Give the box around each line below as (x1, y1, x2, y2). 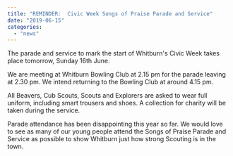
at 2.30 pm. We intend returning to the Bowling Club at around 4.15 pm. (7, 78, 214, 86)
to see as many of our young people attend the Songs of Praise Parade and (7, 127, 227, 136)
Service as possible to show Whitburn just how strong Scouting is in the (7, 135, 217, 143)
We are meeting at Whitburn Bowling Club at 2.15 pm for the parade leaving (7, 70, 226, 79)
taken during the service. (7, 106, 80, 115)
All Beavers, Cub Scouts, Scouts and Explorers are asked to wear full (7, 91, 208, 100)
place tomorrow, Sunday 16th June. (7, 57, 110, 65)
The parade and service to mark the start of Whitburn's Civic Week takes (7, 49, 220, 58)
